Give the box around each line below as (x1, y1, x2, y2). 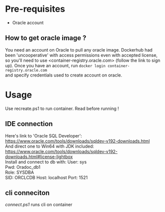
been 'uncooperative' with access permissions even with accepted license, (5, 52, 158, 58)
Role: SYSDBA (5, 169, 34, 175)
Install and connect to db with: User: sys (5, 159, 87, 165)
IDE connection (5, 120, 53, 128)
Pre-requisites (5, 3, 66, 15)
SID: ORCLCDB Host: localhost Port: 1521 (5, 174, 88, 180)
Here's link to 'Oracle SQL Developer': (5, 132, 82, 138)
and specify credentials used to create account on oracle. (5, 72, 122, 78)
